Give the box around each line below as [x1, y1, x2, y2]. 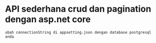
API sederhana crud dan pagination [5, 3, 152, 15]
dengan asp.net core [5, 14, 91, 25]
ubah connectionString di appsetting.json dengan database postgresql [5, 30, 152, 35]
